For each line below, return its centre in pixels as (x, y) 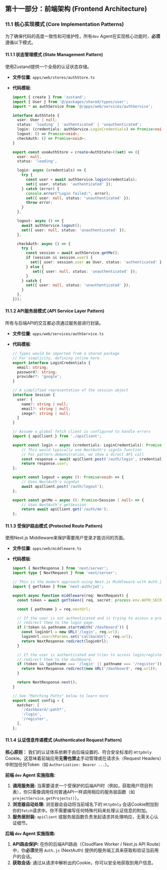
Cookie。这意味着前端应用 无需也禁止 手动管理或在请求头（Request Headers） (83, 758)
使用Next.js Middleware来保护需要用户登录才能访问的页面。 (66, 538)
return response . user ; (45, 464)
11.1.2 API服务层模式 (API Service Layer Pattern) (55, 311)
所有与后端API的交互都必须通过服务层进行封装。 (54, 323)
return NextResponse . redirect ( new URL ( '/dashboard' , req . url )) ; (89, 669)
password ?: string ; (37, 372)
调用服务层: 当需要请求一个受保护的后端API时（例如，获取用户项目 (80, 785)
